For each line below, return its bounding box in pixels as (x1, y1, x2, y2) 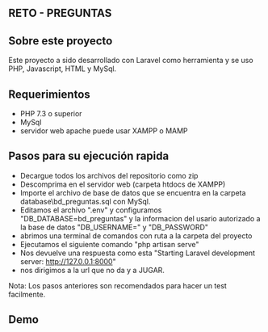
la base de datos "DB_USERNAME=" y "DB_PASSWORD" (19, 222, 208, 232)
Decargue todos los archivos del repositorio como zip (19, 170, 199, 180)
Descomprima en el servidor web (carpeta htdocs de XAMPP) (19, 179, 226, 189)
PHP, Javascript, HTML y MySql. (8, 64, 117, 74)
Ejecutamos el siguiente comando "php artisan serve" (19, 239, 199, 249)
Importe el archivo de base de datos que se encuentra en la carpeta (19, 187, 246, 197)
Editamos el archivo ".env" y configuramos (19, 205, 162, 215)
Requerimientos (8, 87, 90, 101)
